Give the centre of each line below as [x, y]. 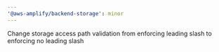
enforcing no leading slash [46, 41]
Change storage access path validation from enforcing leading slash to [109, 33]
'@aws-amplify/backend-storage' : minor [66, 14]
